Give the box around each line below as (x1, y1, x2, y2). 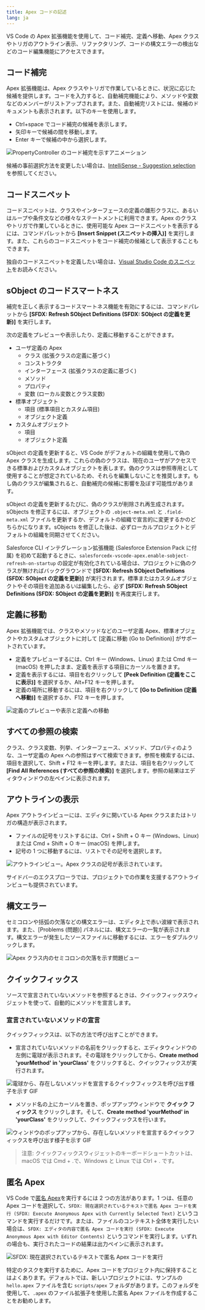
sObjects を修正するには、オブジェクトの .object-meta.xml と (6, 508, 163, 515)
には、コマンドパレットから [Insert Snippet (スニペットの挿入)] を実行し (6, 230, 190, 237)
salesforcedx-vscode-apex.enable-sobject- (79, 553, 189, 559)
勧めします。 (22, 1297, 54, 1304)
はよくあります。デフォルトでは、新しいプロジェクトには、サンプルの (6, 1274, 183, 1281)
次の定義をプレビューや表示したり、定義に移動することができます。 (6, 331, 177, 338)
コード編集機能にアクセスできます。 (17, 47, 108, 55)
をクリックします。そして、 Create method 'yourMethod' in (38, 1108, 189, 1116)
